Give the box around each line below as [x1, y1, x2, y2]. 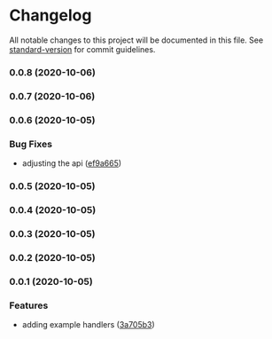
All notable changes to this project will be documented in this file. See [9, 35, 264, 45]
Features [9, 299, 49, 311]
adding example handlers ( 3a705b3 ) [21, 319, 155, 329]
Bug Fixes [9, 138, 53, 150]
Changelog [9, 5, 92, 26]
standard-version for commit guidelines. [9, 43, 156, 54]
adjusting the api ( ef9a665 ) [21, 158, 122, 169]
